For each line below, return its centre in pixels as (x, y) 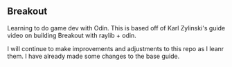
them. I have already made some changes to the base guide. (93, 56)
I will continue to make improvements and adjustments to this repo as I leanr (116, 48)
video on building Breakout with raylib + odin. (72, 35)
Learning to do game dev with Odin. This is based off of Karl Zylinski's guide (116, 28)
